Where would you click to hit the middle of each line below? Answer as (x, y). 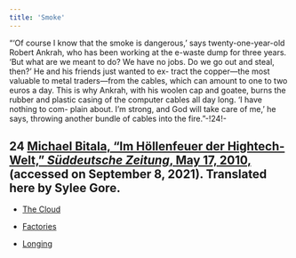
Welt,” (27, 161)
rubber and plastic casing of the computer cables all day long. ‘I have (136, 100)
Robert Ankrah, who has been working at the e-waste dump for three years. (148, 52)
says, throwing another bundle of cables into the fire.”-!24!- (118, 118)
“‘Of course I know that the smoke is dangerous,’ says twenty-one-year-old (147, 43)
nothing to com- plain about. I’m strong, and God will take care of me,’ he (143, 109)
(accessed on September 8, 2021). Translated (138, 174)
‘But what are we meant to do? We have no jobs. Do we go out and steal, (142, 61)
